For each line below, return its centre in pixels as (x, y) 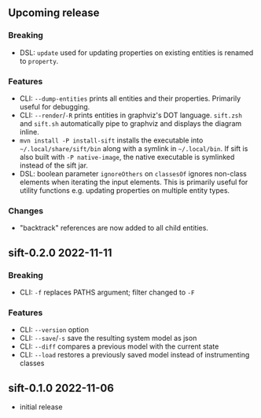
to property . (39, 61)
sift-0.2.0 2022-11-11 (60, 252)
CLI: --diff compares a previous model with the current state (119, 346)
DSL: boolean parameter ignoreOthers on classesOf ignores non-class (133, 173)
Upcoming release (54, 13)
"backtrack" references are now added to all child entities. (114, 228)
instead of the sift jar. (54, 165)
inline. (29, 131)
